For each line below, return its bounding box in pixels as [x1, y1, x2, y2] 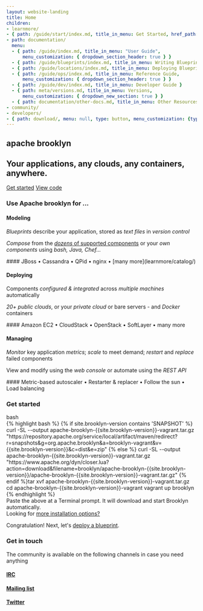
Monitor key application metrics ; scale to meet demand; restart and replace [6, 348, 195, 356]
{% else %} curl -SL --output [108, 446, 181, 453]
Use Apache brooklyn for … [6, 199, 89, 207]
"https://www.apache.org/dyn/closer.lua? [6, 459, 109, 466]
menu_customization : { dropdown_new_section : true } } [22, 93, 164, 99]
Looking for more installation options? [6, 510, 100, 517]
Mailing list [6, 584, 34, 592]
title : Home [6, 15, 36, 21]
